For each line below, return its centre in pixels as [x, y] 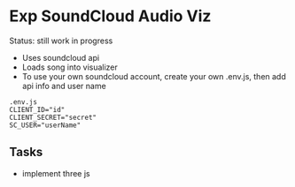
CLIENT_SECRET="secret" [53, 117]
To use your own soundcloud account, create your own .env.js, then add [154, 76]
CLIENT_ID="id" [37, 109]
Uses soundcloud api [61, 57]
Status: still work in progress [61, 41]
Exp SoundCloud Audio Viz [110, 16]
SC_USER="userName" [45, 125]
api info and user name [64, 86]
